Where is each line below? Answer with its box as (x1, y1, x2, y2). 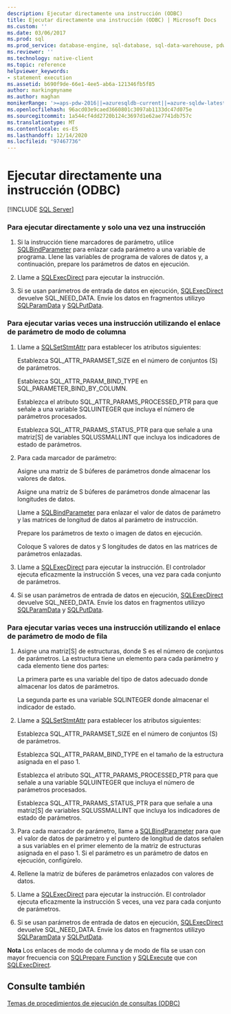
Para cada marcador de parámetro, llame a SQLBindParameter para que (16, 827, 221, 835)
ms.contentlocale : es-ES (7, 125, 78, 132)
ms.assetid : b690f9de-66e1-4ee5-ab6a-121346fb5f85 (7, 81, 155, 87)
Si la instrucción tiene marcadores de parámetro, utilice (16, 238, 174, 247)
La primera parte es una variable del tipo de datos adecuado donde (16, 674, 208, 683)
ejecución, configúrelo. (16, 856, 82, 865)
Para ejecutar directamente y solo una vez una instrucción (7, 222, 206, 231)
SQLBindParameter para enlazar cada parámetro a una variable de (16, 245, 206, 253)
